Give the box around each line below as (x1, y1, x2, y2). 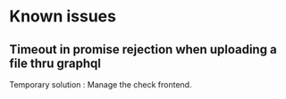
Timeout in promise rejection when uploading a (9, 42, 277, 57)
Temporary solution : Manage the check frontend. (9, 79, 192, 90)
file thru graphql (9, 55, 101, 70)
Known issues (9, 6, 116, 27)
